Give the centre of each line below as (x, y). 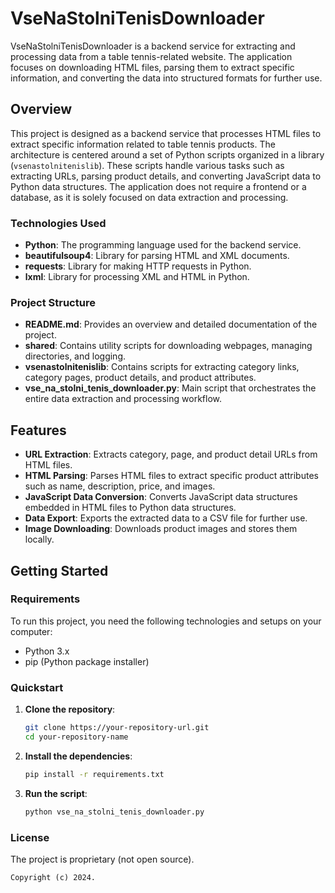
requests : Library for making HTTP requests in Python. (138, 266)
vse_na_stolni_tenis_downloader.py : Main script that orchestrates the (170, 388)
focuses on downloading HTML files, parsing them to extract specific (152, 67)
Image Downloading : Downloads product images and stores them (161, 529)
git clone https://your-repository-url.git (117, 728)
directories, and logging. (75, 356)
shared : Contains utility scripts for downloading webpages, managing (168, 346)
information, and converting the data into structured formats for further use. (166, 78)
